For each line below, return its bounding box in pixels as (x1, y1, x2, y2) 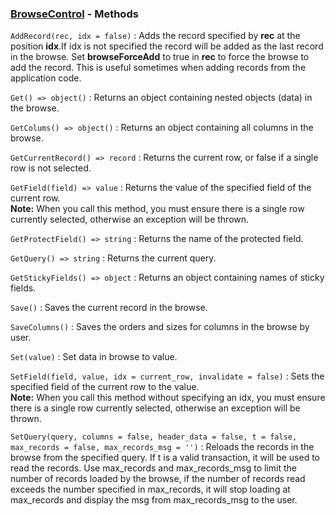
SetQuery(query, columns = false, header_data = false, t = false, (10, 432, 298, 442)
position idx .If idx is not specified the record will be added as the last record (10, 40, 324, 52)
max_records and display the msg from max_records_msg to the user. (10, 494, 298, 506)
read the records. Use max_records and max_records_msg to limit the (10, 462, 297, 474)
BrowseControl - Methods (10, 7, 139, 21)
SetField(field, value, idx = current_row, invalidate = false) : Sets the (10, 370, 325, 382)
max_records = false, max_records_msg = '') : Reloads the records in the (10, 441, 315, 453)
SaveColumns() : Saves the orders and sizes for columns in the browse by (10, 321, 310, 333)
